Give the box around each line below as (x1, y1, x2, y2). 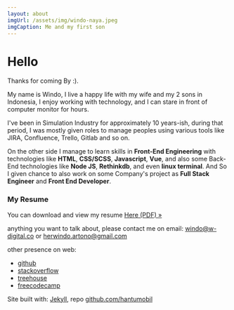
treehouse (17, 274, 48, 282)
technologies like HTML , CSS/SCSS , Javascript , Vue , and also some (7, 155, 208, 163)
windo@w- (185, 224, 217, 232)
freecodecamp (17, 281, 61, 290)
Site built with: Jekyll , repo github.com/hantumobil (7, 295, 153, 303)
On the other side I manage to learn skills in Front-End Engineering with (7, 147, 216, 156)
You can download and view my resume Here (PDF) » (7, 210, 162, 219)
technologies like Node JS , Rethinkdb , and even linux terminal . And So (20, 162, 227, 170)
